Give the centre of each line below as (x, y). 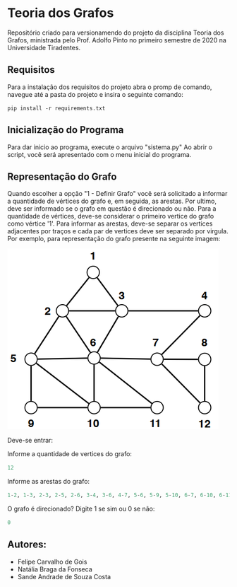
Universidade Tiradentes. (44, 47)
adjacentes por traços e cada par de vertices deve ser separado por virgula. (118, 231)
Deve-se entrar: (30, 441)
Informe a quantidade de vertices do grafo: (70, 454)
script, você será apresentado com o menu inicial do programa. (99, 154)
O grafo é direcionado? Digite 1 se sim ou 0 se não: (81, 509)
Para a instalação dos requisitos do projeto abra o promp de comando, (110, 87)
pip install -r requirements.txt (56, 108)
